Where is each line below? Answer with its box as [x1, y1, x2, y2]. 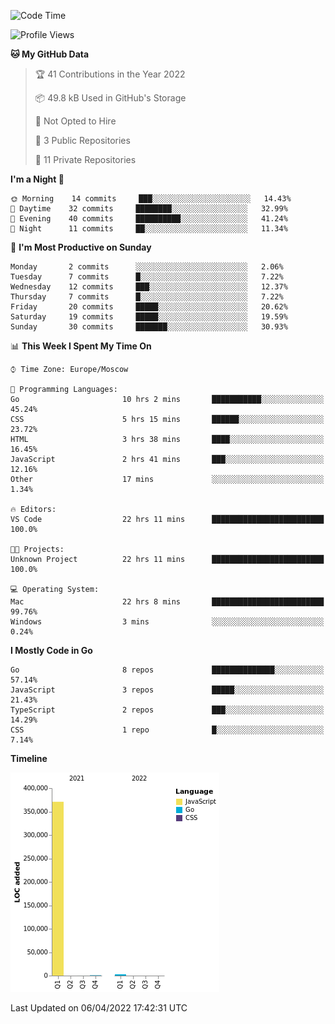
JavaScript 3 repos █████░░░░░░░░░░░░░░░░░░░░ [10, 685, 325, 695]
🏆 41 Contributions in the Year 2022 [34, 68, 186, 80]
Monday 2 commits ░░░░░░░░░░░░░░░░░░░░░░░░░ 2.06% [10, 262, 284, 272]
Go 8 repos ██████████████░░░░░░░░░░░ [10, 665, 325, 675]
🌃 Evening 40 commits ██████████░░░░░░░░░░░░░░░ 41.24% [10, 214, 288, 224]
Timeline [10, 753, 48, 764]
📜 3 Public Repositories [34, 135, 131, 146]
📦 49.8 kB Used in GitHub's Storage [34, 92, 187, 104]
